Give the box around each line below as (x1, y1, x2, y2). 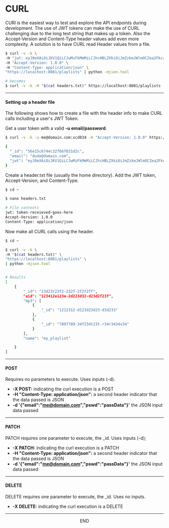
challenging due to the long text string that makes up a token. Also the (5, 30, 150, 36)
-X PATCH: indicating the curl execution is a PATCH (12, 444, 119, 451)
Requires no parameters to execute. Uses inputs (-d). (5, 376, 116, 382)
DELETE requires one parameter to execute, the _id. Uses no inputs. (5, 493, 146, 499)
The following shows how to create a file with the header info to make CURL (5, 110, 162, 116)
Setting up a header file (5, 99, 55, 105)
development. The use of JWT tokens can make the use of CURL (5, 25, 140, 31)
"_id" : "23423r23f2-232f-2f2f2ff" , (23, 289, 98, 294)
